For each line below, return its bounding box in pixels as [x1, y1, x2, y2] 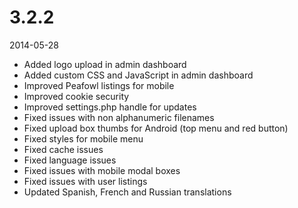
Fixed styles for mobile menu [23, 132, 144, 145]
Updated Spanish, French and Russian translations [23, 186, 232, 198]
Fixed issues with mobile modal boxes [23, 164, 181, 176]
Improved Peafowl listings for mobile [23, 79, 175, 91]
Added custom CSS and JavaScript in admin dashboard [23, 69, 254, 81]
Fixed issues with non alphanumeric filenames [23, 111, 215, 123]
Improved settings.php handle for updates [23, 101, 197, 113]
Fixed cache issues [23, 143, 104, 155]
